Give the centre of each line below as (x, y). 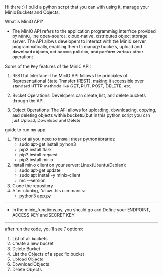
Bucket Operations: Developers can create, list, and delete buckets (79, 95)
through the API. (28, 101)
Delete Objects (27, 269)
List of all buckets (30, 238)
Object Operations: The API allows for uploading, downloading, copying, (84, 110)
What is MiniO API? (24, 22)
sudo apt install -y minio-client (50, 175)
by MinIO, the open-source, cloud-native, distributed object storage (80, 36)
